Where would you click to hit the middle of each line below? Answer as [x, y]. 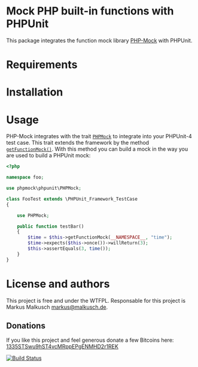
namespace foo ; [25, 177]
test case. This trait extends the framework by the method [78, 143]
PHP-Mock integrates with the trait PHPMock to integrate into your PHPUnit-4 [99, 136]
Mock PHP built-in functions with [90, 11]
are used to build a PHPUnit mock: [48, 156]
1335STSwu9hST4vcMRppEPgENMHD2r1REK [62, 347]
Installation [35, 92]
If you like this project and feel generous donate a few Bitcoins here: [90, 340]
